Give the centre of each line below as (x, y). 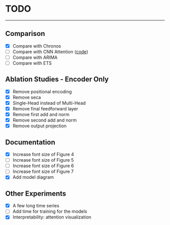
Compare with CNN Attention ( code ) (50, 52)
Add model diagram (33, 177)
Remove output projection (39, 126)
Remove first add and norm (41, 115)
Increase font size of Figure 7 (43, 172)
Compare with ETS (32, 63)
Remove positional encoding (42, 91)
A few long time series (36, 206)
